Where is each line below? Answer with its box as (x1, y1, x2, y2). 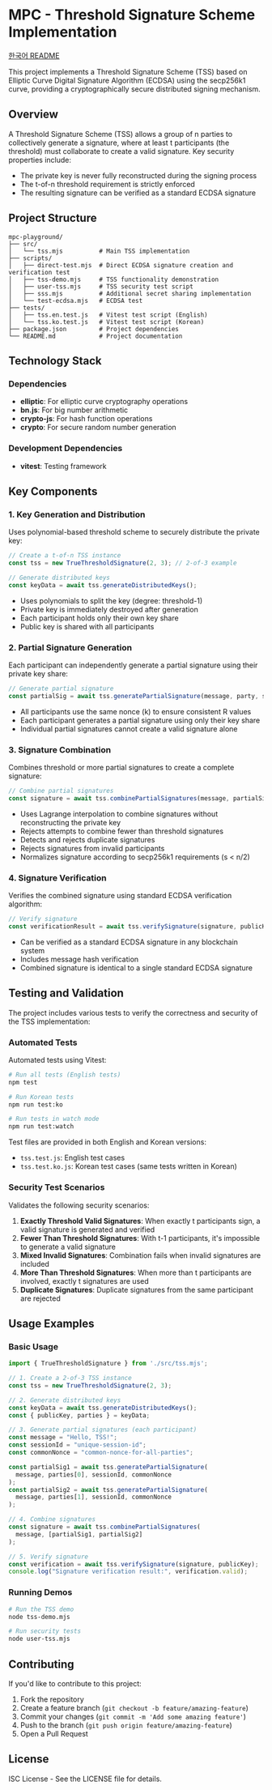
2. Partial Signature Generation (8, 641, 132, 653)
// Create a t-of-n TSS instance (8, 552, 121, 560)
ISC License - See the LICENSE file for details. (8, 1774, 162, 1784)
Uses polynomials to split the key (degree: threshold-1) (19, 595, 203, 605)
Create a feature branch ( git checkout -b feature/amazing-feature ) (19, 1703, 249, 1712)
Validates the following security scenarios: (8, 1200, 150, 1210)
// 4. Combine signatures (8, 1515, 96, 1524)
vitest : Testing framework (19, 461, 107, 471)
